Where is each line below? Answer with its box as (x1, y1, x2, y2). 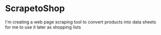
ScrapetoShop (5, 3, 65, 14)
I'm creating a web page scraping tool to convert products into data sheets (5, 19, 156, 25)
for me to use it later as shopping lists (5, 24, 81, 30)
